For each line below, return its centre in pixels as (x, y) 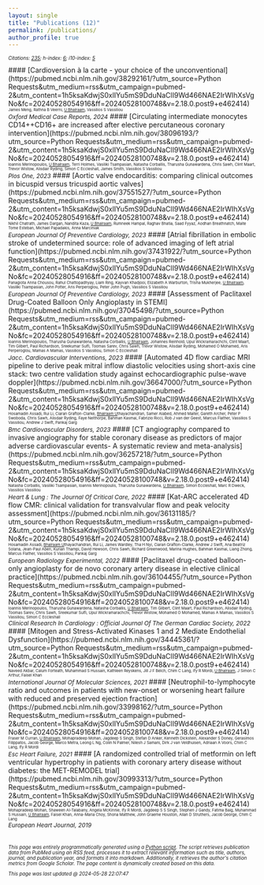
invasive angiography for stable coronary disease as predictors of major (125, 437)
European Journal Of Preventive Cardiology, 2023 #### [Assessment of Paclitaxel (130, 294)
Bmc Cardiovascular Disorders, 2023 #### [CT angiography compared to (119, 429)
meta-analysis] (218, 446)
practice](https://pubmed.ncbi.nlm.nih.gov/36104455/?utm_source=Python (130, 577)
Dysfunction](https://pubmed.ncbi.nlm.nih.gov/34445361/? (104, 640)
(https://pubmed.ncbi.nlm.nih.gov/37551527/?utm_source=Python (115, 192)
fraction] (143, 699)
